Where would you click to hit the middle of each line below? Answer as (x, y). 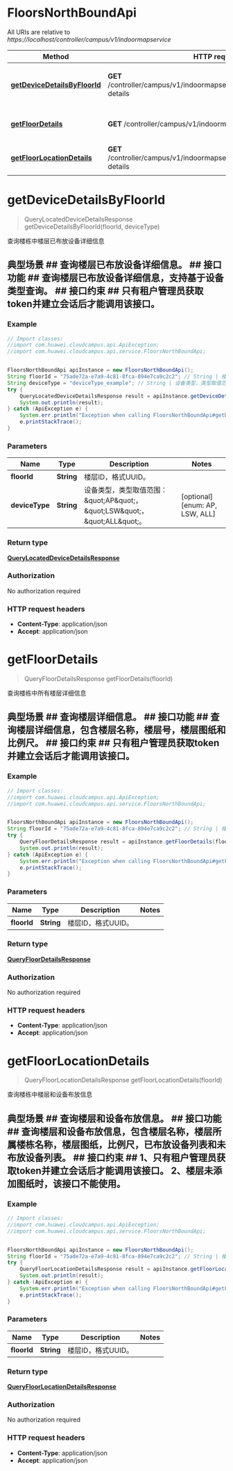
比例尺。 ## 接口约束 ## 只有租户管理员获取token (113, 743)
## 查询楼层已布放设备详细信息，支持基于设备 (126, 278)
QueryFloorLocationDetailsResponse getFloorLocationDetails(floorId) (123, 1080)
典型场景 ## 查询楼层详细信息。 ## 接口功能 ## (108, 717)
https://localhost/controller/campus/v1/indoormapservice (89, 39)
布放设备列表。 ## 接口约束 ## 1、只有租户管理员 (112, 1157)
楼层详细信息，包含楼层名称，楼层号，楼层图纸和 (121, 730)
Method (56, 56)
